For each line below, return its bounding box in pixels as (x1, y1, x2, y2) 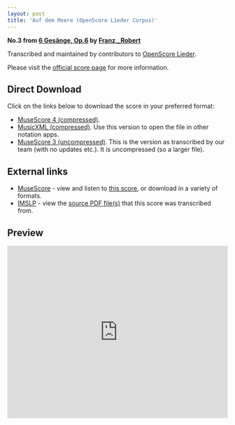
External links (7, 165, 69, 177)
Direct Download (7, 83, 82, 95)
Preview (7, 227, 44, 239)
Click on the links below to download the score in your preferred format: (7, 102, 215, 111)
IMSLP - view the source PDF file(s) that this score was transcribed (17, 199, 211, 207)
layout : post (7, 10, 45, 18)
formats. (17, 192, 42, 200)
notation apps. (17, 130, 59, 139)
